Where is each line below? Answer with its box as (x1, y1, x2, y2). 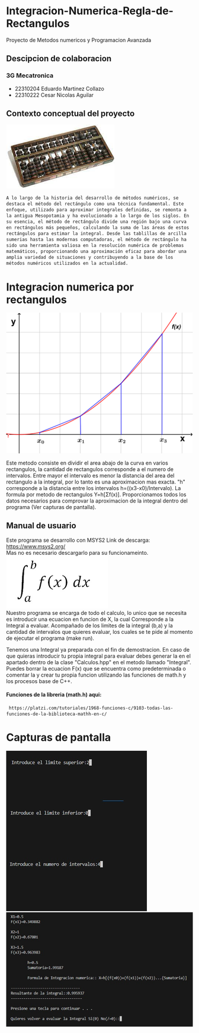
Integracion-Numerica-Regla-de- (6, 4, 174, 18)
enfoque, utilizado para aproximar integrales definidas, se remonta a (6, 207, 187, 213)
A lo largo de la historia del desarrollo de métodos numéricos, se (6, 195, 179, 201)
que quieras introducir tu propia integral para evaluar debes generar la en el (6, 652, 191, 659)
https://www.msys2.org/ (6, 542, 66, 550)
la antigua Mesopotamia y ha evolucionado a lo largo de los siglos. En (6, 213, 190, 219)
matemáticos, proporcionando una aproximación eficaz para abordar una (6, 248, 187, 255)
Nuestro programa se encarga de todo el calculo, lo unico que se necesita (6, 609, 187, 616)
